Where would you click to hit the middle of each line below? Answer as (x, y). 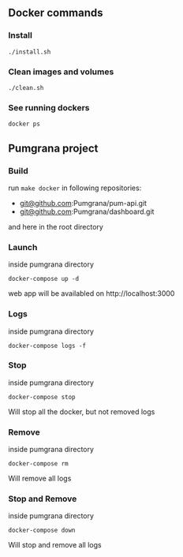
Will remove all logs (40, 478)
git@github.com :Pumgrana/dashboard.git (87, 211)
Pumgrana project (53, 148)
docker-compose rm (38, 464)
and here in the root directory (56, 226)
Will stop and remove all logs (55, 545)
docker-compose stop (42, 397)
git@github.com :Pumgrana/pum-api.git (83, 203)
